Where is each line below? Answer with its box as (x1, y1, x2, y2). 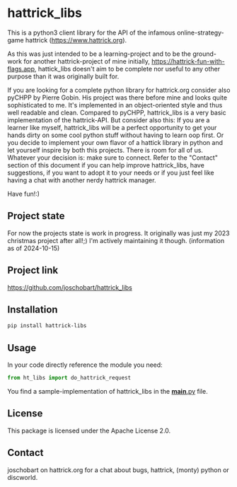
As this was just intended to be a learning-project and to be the (7, 49, 191, 58)
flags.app (7, 64, 35, 73)
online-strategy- (176, 28, 224, 37)
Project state (7, 210, 65, 222)
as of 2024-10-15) (7, 244, 60, 252)
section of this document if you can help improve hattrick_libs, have (7, 160, 205, 169)
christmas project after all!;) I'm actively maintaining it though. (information (7, 236, 225, 245)
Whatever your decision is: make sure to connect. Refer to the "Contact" (7, 153, 218, 162)
